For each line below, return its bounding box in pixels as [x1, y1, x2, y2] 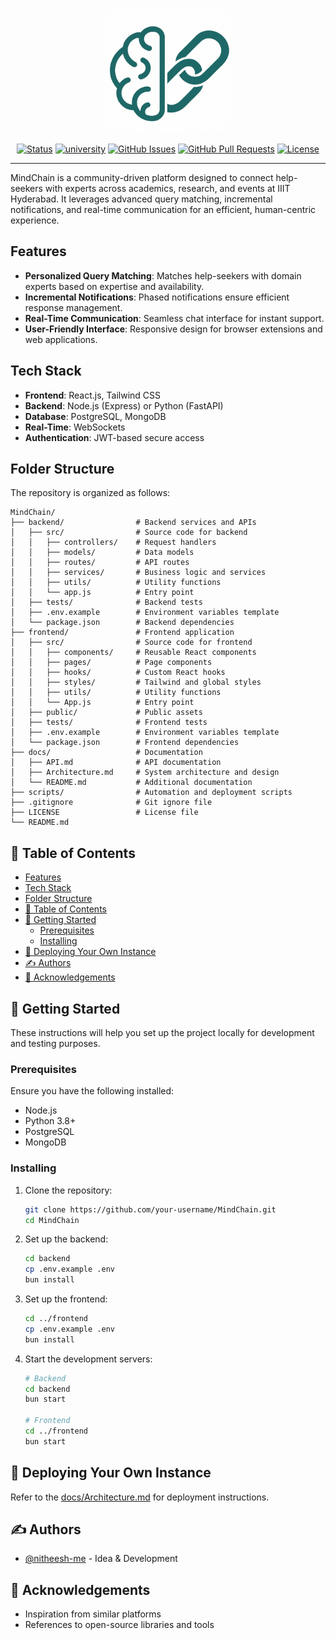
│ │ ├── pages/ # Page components [10, 658, 213, 668]
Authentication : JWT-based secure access [24, 431, 205, 443]
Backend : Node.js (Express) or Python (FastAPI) [24, 399, 224, 412]
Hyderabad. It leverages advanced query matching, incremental [10, 193, 273, 205]
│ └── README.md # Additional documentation [10, 778, 253, 788]
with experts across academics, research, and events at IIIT [44, 183, 291, 194]
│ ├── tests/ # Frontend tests [10, 718, 208, 728]
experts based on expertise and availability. [24, 280, 205, 292]
